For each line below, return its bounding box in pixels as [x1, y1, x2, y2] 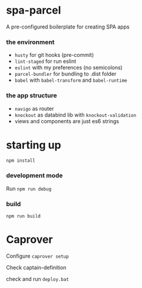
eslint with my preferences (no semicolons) [14, 64, 123, 71]
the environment [6, 38, 55, 46]
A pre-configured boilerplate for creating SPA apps [6, 23, 130, 30]
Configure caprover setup [6, 252, 69, 260]
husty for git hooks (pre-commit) [14, 52, 94, 59]
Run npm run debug [6, 185, 52, 192]
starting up [6, 138, 61, 152]
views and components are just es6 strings [14, 117, 120, 124]
